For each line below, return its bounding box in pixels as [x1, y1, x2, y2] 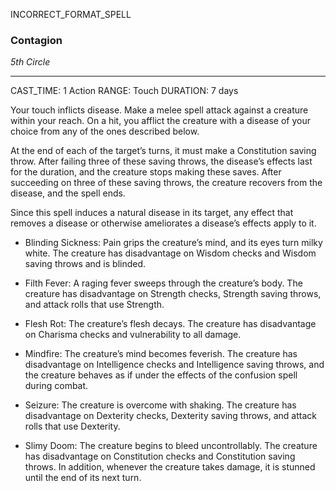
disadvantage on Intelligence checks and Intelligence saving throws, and [24, 359, 325, 371]
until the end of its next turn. [24, 472, 142, 484]
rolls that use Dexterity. [24, 420, 121, 433]
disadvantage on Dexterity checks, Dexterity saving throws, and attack [24, 410, 317, 422]
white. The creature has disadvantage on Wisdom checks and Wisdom [24, 247, 317, 259]
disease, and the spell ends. [10, 187, 126, 199]
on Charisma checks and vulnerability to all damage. [24, 329, 242, 341]
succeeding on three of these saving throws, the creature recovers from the [10, 177, 323, 189]
